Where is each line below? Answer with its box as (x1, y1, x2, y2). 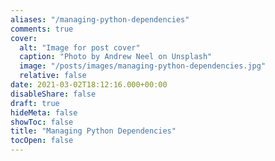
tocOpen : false (10, 136, 74, 146)
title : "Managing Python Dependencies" (10, 126, 177, 136)
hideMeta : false (10, 107, 78, 118)
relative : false (19, 71, 87, 81)
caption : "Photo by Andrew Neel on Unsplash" (19, 52, 213, 62)
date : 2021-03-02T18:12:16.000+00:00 (10, 80, 168, 90)
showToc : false (10, 117, 74, 127)
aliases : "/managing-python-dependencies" (10, 14, 190, 25)
